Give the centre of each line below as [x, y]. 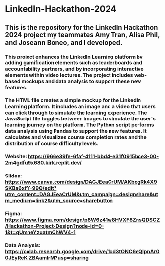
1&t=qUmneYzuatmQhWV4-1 [40, 232]
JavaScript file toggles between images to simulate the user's [81, 119]
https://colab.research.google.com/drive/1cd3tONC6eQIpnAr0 [82, 252]
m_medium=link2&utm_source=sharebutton [59, 201]
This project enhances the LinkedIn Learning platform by [74, 57]
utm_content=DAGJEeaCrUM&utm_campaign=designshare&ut [82, 194]
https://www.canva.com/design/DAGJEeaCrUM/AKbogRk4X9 [81, 182]
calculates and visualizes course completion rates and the [76, 137]
